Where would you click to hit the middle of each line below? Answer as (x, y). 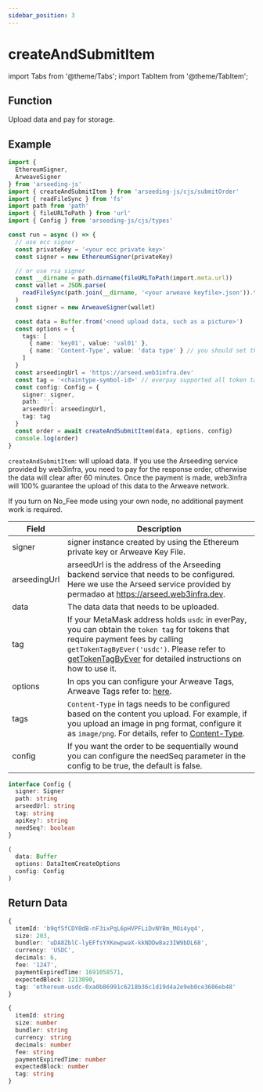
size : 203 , (33, 936)
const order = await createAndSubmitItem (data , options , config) (124, 431)
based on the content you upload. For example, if (158, 714)
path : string (36, 799)
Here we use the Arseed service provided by (150, 584)
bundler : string (41, 1030)
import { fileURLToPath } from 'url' (70, 214)
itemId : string (40, 1016)
